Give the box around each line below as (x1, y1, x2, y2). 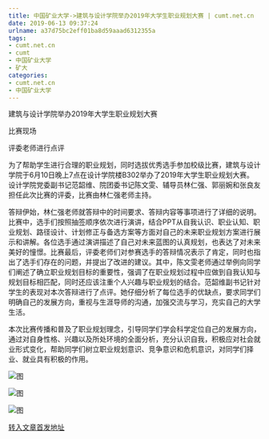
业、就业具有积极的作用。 (8, 354, 93, 364)
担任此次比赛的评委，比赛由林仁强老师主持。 (8, 190, 156, 200)
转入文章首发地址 (8, 422, 65, 433)
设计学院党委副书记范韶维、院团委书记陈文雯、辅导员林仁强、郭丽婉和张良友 (8, 180, 261, 190)
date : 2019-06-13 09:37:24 (8, 19, 98, 27)
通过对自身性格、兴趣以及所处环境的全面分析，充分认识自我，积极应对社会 (8, 334, 254, 344)
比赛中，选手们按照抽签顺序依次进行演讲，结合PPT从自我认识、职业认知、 (8, 217, 254, 227)
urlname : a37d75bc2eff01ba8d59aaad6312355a (8, 26, 156, 34)
